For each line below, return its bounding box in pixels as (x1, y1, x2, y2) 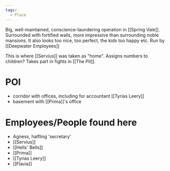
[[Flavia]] (12, 161, 32, 167)
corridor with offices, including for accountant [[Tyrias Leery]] (12, 93, 145, 99)
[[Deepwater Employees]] (5, 43, 60, 49)
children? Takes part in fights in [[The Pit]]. (5, 58, 96, 64)
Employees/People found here (5, 117, 137, 128)
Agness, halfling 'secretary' (12, 134, 71, 140)
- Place (10, 12, 27, 17)
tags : (5, 7, 17, 13)
